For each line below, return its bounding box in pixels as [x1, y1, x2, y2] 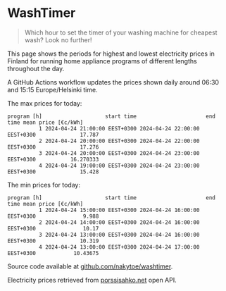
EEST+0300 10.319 [7, 237, 99, 244]
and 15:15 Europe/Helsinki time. [7, 85, 98, 94]
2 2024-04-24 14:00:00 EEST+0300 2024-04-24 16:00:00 [38, 218, 200, 226]
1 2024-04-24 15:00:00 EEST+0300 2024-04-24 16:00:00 [38, 206, 200, 213]
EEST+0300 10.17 [7, 225, 99, 232]
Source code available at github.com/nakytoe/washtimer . [7, 262, 173, 271]
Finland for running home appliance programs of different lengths [7, 56, 197, 65]
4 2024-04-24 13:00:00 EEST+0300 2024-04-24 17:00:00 [38, 243, 200, 251]
